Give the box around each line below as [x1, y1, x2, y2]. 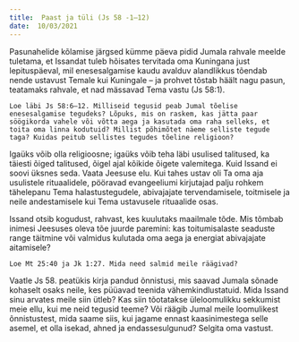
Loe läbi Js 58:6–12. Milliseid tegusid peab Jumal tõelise [9, 101, 239, 110]
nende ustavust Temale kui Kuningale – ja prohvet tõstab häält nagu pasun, [9, 74, 286, 85]
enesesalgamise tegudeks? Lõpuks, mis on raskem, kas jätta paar [9, 109, 258, 118]
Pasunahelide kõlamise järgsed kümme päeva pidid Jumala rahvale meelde [9, 46, 286, 56]
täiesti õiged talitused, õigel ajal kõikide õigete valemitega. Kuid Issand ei [9, 158, 278, 168]
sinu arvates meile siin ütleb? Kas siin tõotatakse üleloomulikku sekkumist [9, 294, 281, 304]
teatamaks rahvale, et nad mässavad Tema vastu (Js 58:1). [9, 84, 226, 95]
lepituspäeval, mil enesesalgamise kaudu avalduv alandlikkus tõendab [9, 64, 268, 76]
